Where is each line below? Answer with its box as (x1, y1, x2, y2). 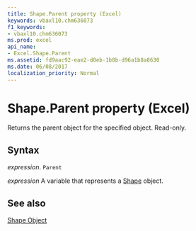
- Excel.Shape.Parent (7, 50, 71, 57)
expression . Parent (7, 163, 62, 171)
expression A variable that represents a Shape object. (7, 176, 164, 185)
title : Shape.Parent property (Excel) (7, 10, 122, 18)
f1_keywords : (7, 23, 46, 30)
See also (7, 197, 46, 209)
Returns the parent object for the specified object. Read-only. (7, 123, 187, 132)
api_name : (7, 43, 37, 50)
